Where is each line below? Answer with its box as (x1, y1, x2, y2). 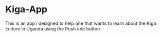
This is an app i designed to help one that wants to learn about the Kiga (5, 20, 156, 26)
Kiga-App (5, 4, 48, 15)
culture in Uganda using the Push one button (5, 25, 100, 31)
